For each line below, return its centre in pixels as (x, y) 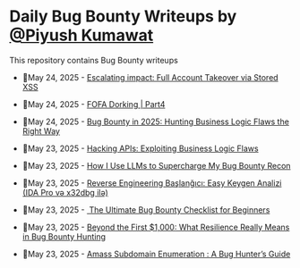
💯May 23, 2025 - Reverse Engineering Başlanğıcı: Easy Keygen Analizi (152, 183)
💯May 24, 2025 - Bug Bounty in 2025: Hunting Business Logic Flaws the (155, 121)
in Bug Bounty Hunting (64, 236)
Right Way (41, 130)
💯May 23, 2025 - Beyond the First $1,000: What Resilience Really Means (156, 227)
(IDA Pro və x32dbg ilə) (65, 192)
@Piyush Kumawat (81, 35)
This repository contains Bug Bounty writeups (94, 60)
